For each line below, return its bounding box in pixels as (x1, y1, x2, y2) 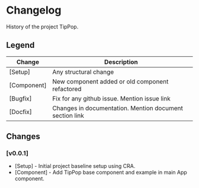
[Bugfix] (9, 94, 32, 102)
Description (104, 57, 138, 66)
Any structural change (52, 67, 114, 76)
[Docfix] (9, 108, 33, 116)
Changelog (6, 4, 62, 17)
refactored (52, 85, 82, 93)
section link (52, 111, 85, 119)
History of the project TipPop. (6, 23, 79, 30)
